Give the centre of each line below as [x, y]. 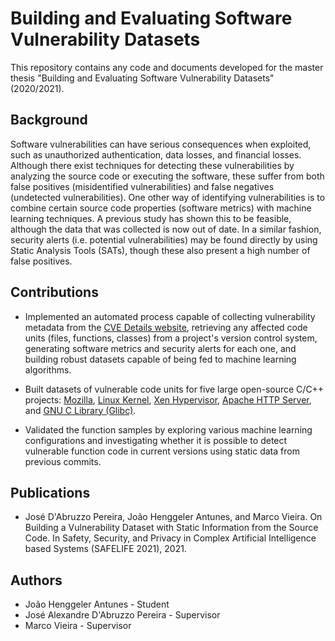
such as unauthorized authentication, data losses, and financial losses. [156, 154]
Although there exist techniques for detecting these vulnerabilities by [152, 165]
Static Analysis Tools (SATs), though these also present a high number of [160, 250]
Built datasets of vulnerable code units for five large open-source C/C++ [174, 389]
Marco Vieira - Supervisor [78, 626]
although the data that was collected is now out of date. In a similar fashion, [166, 229]
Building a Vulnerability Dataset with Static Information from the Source [171, 528]
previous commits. [63, 461]
